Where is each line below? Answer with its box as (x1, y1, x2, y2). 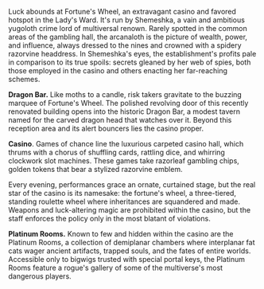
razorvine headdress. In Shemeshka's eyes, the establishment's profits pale (8, 49, 257, 58)
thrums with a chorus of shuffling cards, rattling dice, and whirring (8, 147, 225, 157)
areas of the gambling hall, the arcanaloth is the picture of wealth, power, (8, 32, 248, 41)
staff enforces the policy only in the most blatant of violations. (8, 214, 211, 223)
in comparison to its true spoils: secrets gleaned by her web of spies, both (8, 57, 251, 67)
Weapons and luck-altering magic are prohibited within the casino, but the (8, 205, 251, 214)
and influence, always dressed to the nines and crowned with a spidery (8, 41, 242, 50)
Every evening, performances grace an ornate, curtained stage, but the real (8, 180, 256, 189)
